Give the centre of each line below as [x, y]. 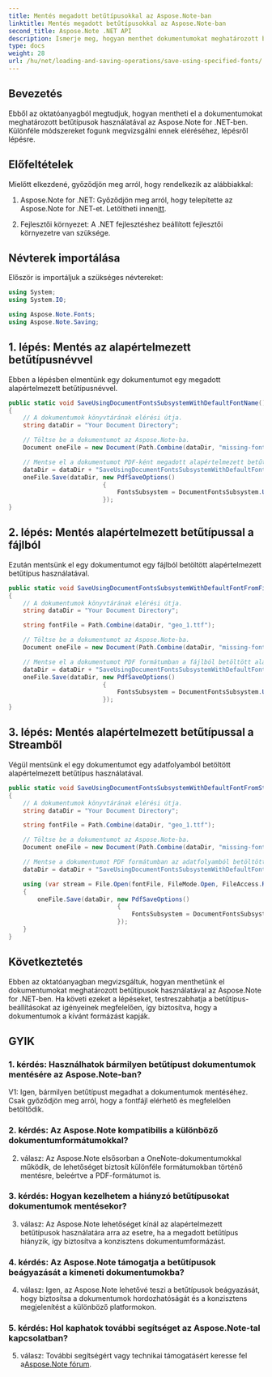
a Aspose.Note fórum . [55, 1364]
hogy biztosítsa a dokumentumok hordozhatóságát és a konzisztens [134, 1298]
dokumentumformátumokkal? [68, 1141]
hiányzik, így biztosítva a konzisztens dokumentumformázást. [123, 1241]
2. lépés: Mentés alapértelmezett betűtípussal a [131, 532]
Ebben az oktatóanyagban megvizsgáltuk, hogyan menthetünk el [117, 981]
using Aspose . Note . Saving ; [54, 322]
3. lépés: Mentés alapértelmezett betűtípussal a [131, 732]
